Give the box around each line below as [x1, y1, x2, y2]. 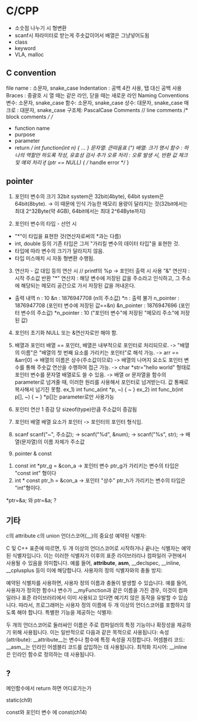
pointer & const [14, 450, 52, 457]
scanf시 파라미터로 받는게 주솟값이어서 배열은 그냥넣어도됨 [14, 31, 150, 39]
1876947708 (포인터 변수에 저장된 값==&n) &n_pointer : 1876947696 [14, 302, 178, 309]
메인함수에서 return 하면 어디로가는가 [6, 685, 92, 692]
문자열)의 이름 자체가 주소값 [21, 438, 85, 445]
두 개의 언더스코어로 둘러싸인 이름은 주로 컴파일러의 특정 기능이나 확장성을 [6, 621, 176, 628]
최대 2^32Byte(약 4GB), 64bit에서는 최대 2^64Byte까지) [14, 208, 146, 215]
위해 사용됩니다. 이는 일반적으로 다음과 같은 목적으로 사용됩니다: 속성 [12, 629, 169, 636]
